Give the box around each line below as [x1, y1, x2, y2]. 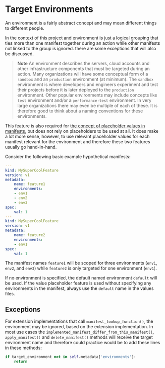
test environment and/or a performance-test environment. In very [17, 97, 152, 103]
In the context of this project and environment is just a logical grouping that [5, 35, 159, 41]
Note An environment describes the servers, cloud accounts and [17, 60, 150, 66]
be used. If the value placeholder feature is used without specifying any [5, 280, 152, 286]
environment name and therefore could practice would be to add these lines [5, 340, 160, 346]
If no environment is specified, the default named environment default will [5, 275, 157, 281]
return [14, 359, 28, 364]
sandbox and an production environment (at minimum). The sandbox [17, 76, 154, 82]
